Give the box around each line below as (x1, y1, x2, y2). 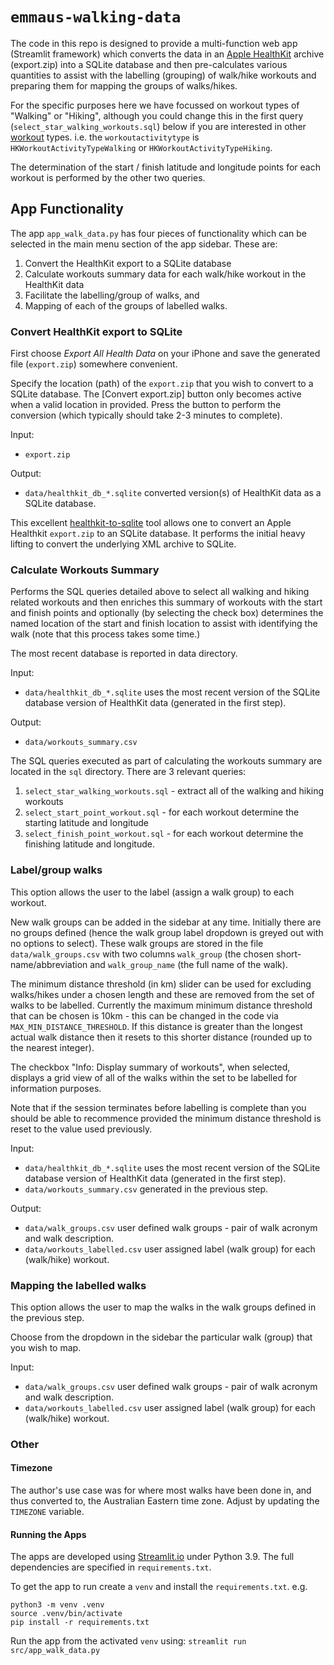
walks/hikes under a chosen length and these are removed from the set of (10, 988, 315, 1000)
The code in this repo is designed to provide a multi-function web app (10, 37, 298, 49)
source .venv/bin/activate (10, 1609, 123, 1619)
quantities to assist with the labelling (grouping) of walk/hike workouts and (10, 69, 317, 81)
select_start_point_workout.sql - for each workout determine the (24, 806, 300, 818)
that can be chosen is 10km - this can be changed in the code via (10, 1009, 279, 1022)
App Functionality (10, 201, 124, 218)
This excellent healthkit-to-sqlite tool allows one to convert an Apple (10, 517, 292, 529)
